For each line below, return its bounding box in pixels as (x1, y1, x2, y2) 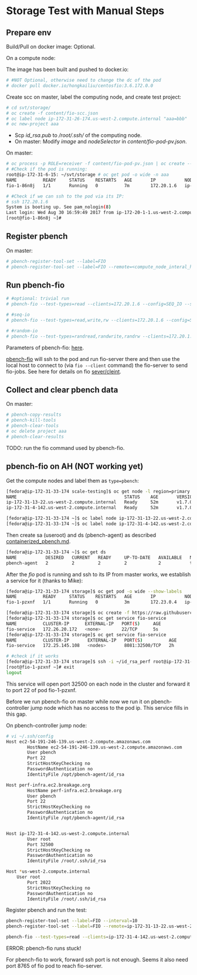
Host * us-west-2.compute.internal (6, 869, 91, 874)
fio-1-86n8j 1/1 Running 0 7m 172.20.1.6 (6, 182, 177, 189)
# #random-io (6, 328, 38, 333)
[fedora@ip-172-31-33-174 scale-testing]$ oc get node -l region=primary (6, 488, 191, 495)
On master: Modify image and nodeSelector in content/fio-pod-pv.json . (14, 138, 187, 145)
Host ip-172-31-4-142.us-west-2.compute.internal (6, 830, 130, 836)
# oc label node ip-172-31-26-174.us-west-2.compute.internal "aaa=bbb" (6, 116, 188, 122)
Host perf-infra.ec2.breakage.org (6, 782, 91, 788)
